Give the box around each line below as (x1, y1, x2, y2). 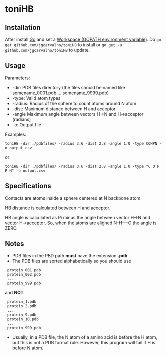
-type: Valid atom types (12, 95, 61, 101)
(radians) (12, 116, 31, 122)
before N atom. (12, 345, 44, 351)
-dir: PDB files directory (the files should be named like (12, 84, 126, 90)
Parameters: (5, 75, 30, 81)
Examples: (5, 131, 26, 137)
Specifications (5, 182, 51, 190)
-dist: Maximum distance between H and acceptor (12, 106, 116, 112)
